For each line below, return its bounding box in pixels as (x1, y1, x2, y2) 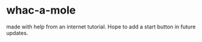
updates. (6, 29, 28, 36)
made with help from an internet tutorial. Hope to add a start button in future (6, 23, 196, 30)
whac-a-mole (6, 4, 76, 17)
